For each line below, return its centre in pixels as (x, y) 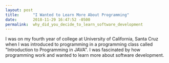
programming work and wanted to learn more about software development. (85, 55)
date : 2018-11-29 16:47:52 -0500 (48, 19)
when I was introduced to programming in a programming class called (79, 45)
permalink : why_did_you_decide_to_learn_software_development (74, 24)
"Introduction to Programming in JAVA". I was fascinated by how (73, 50)
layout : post (19, 10)
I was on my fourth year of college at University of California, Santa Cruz (82, 39)
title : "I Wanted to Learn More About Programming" (67, 15)
